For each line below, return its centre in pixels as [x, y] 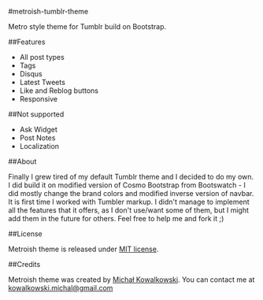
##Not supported [36, 114]
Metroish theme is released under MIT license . [83, 249]
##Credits [24, 264]
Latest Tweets [42, 82]
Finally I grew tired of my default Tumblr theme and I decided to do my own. [131, 177]
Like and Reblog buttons [59, 91]
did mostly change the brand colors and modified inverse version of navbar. [131, 193]
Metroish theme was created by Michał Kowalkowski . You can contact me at [131, 280]
